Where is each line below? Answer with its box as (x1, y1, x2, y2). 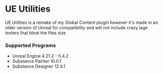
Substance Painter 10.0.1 (12, 58, 62, 64)
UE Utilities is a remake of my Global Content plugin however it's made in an (5, 19, 158, 25)
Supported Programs (5, 42, 56, 49)
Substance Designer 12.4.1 (12, 63, 66, 69)
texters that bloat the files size (5, 30, 66, 36)
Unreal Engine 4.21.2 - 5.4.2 (12, 53, 69, 59)
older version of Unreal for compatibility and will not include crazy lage (5, 24, 148, 30)
